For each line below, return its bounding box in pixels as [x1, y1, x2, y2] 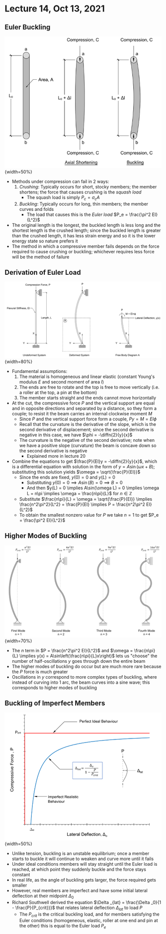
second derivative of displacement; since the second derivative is [19, 426, 154, 432]
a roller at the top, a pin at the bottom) [19, 389, 97, 395]
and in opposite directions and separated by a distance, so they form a [11, 405, 157, 411]
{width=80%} [4, 359, 33, 365]
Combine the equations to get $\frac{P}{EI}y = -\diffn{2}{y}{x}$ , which [11, 458, 158, 464]
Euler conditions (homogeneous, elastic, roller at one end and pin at [19, 918, 158, 924]
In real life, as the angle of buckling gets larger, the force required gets [11, 877, 156, 883]
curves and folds [19, 206, 54, 212]
